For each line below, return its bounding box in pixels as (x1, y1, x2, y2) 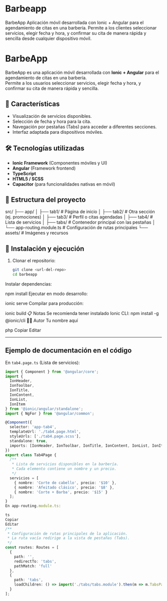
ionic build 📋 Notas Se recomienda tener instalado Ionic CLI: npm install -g (5, 310, 159, 316)
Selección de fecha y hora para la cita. (12, 118, 91, 124)
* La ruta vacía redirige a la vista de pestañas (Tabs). (7, 536, 130, 541)
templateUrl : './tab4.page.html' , (9, 429, 81, 434)
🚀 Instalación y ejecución (5, 244, 84, 253)
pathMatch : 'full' (14, 564, 52, 569)
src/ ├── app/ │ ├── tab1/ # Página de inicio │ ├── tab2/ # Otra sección (5, 209, 155, 215)
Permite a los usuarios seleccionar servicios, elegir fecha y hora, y (5, 80, 141, 86)
